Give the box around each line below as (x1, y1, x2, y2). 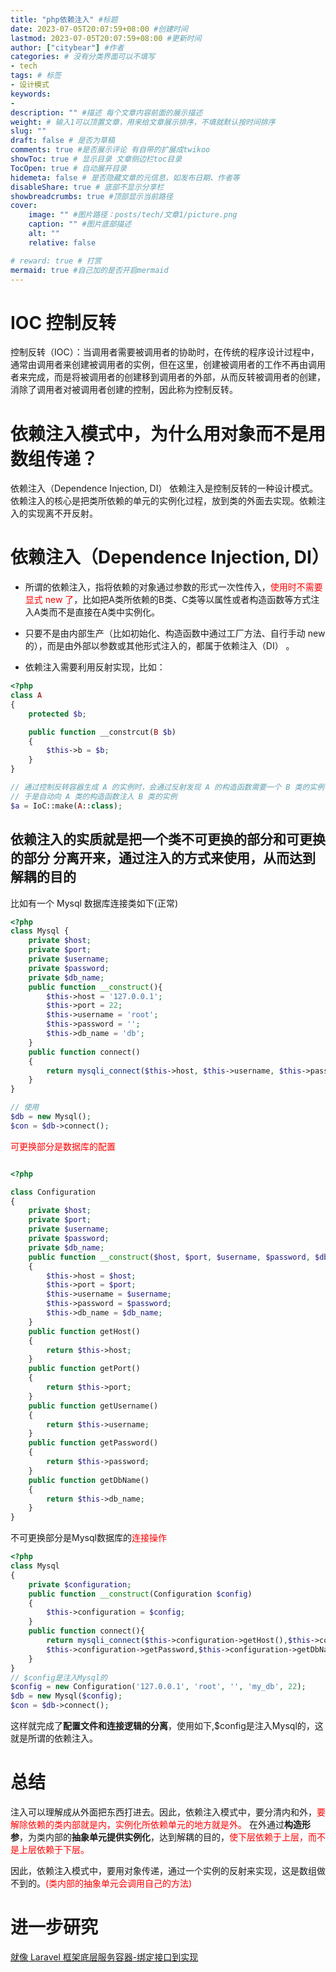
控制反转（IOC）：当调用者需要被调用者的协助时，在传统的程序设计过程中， (10, 346, 320, 358)
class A (10, 691, 43, 701)
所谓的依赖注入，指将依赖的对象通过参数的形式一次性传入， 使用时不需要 (24, 581, 323, 593)
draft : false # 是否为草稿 (10, 136, 115, 146)
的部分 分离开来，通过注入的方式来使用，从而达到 (10, 850, 316, 867)
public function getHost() (28, 1326, 141, 1336)
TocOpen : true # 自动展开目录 (10, 163, 127, 173)
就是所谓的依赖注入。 (10, 1732, 98, 1744)
